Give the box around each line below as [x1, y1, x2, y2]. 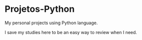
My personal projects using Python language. [4, 20, 98, 26]
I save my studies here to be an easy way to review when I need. [4, 29, 138, 35]
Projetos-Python [4, 3, 75, 15]
